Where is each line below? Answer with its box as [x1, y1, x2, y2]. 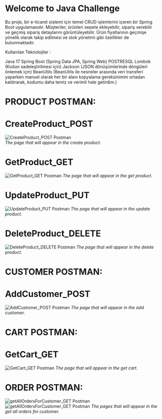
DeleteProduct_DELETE [5, 228, 101, 239]
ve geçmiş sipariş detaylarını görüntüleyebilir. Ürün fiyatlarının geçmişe [5, 29, 147, 35]
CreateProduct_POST [5, 119, 93, 129]
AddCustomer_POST [5, 289, 91, 299]
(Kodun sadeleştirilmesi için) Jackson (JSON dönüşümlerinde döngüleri [5, 64, 148, 70]
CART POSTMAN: [5, 327, 78, 338]
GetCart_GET [5, 349, 59, 360]
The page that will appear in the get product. [63, 173, 153, 178]
